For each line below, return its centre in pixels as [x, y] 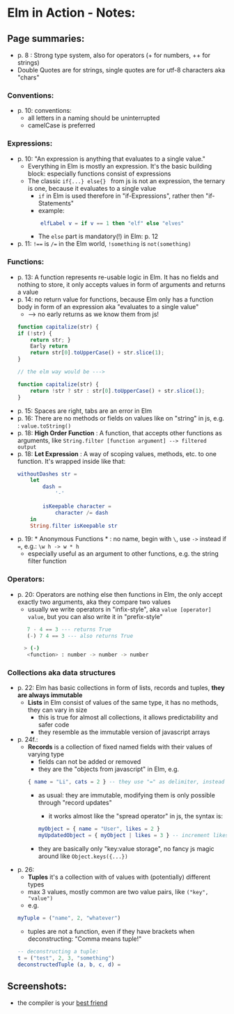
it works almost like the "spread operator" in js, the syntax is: [135, 816]
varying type [46, 754]
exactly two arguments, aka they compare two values [94, 602]
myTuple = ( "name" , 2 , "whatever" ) [69, 918]
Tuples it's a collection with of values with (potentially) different [119, 877]
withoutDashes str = [47, 474]
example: [51, 210]
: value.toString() [44, 426]
